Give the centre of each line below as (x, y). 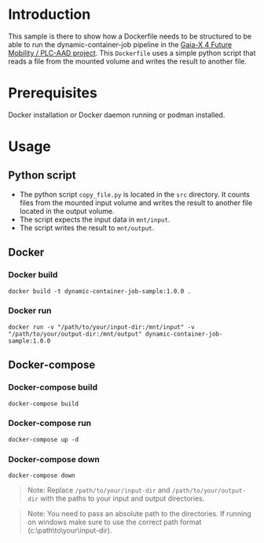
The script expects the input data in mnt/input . (95, 219)
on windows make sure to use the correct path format (114, 522)
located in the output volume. (67, 211)
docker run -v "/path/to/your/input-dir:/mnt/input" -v (101, 327)
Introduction (49, 15)
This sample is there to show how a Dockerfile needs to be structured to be (130, 36)
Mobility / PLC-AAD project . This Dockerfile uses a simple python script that (132, 53)
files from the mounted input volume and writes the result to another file (136, 203)
